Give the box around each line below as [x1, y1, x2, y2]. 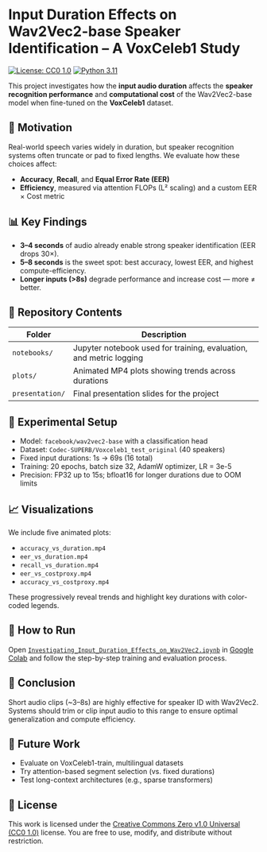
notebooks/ [12, 348, 53, 358]
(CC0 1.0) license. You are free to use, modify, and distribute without [8, 828, 233, 838]
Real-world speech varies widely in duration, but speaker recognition [8, 141, 234, 152]
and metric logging [72, 352, 144, 363]
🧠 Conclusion [8, 676, 75, 690]
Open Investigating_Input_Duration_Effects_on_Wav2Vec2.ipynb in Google [8, 645, 254, 654]
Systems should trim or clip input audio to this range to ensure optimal [8, 706, 238, 715]
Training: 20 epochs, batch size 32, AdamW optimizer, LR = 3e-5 [19, 462, 232, 471]
